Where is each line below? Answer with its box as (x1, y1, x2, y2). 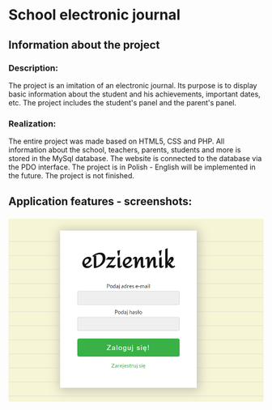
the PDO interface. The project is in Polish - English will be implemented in (8, 162, 257, 172)
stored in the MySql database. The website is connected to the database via (8, 154, 262, 164)
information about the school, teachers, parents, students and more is (8, 145, 241, 155)
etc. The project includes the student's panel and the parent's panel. (8, 97, 237, 107)
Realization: (8, 117, 57, 129)
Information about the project (8, 38, 160, 52)
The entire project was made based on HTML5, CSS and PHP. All (8, 136, 225, 147)
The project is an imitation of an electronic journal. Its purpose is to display (8, 80, 257, 90)
